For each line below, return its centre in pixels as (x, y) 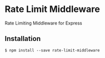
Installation (23, 39)
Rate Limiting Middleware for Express (43, 23)
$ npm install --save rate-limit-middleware (52, 50)
